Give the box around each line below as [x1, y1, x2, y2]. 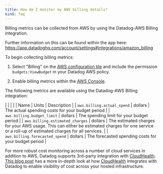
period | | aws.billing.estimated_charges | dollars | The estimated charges [5, 118, 155, 123]
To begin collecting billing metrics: [5, 54, 74, 60]
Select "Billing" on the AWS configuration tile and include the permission [12, 64, 158, 70]
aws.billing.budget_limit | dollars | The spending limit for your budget [5, 112, 148, 118]
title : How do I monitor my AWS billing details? [5, 7, 108, 12]
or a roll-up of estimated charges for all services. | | [5, 128, 109, 134]
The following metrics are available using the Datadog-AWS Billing [5, 87, 138, 93]
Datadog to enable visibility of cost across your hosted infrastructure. [5, 163, 145, 169]
